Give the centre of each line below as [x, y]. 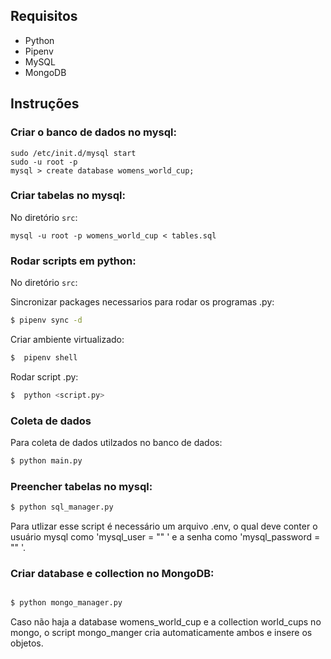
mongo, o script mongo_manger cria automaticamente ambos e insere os [161, 633]
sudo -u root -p [44, 162]
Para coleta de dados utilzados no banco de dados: [116, 443]
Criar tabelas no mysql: [68, 196]
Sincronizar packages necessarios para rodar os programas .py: [142, 302]
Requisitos [44, 16]
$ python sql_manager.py [62, 507]
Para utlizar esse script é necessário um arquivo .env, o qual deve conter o [164, 526]
